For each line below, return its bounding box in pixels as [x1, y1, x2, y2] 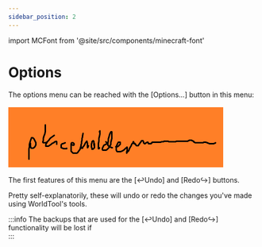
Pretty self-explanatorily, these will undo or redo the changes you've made [8, 191, 252, 200]
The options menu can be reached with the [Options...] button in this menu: [8, 90, 255, 99]
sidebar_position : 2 [8, 13, 77, 21]
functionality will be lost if [8, 222, 93, 232]
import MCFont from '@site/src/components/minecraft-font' [8, 36, 205, 45]
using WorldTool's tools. [8, 199, 87, 208]
